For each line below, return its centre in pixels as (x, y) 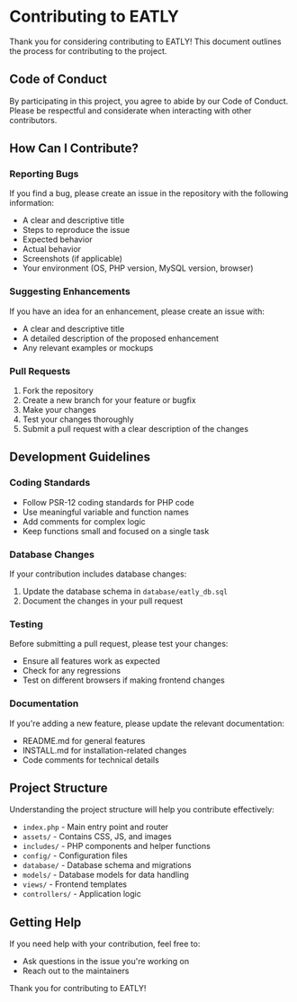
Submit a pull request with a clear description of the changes (135, 429)
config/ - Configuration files (75, 855)
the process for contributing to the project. (88, 50)
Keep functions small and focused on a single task (116, 531)
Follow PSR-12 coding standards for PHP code (108, 502)
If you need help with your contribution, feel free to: (105, 944)
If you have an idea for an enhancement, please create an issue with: (137, 311)
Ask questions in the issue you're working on (106, 962)
